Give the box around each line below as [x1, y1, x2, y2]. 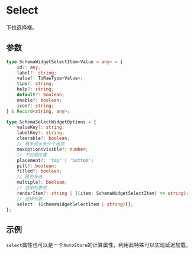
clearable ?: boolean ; [17, 135, 70, 142]
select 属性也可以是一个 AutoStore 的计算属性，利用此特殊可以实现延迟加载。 [6, 242, 191, 249]
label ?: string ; [17, 70, 57, 76]
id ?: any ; [17, 64, 41, 70]
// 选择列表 [17, 196, 43, 201]
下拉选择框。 [6, 24, 37, 31]
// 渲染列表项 [17, 185, 47, 191]
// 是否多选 [17, 174, 43, 180]
